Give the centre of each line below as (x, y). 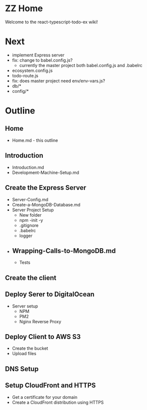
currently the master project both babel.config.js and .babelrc (81, 65)
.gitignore (29, 225)
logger (26, 236)
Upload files (24, 354)
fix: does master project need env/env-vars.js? (58, 81)
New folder (31, 215)
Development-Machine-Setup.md (45, 172)
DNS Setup (22, 369)
